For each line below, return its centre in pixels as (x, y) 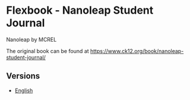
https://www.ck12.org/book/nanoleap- (137, 51)
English (24, 90)
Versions (23, 76)
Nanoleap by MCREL (31, 39)
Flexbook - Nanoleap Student (80, 10)
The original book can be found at (47, 51)
